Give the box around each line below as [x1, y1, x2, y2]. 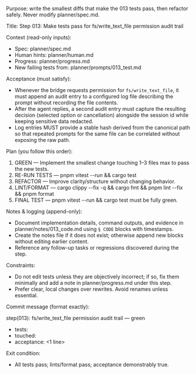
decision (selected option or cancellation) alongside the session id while [14, 111, 189, 118]
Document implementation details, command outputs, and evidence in [14, 219, 184, 226]
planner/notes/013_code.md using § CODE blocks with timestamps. [14, 226, 174, 232]
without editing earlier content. [14, 238, 89, 245]
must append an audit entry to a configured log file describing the [14, 93, 174, 100]
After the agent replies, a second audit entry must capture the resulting [14, 106, 186, 112]
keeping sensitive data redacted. [14, 118, 94, 125]
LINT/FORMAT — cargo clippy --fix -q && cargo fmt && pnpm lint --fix [14, 184, 183, 191]
